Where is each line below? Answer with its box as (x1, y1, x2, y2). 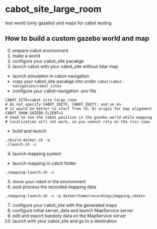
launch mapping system (12, 151, 62, 156)
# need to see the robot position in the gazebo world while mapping (5, 115, 153, 120)
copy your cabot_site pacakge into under (12, 78, 96, 84)
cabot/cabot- (97, 79, 124, 84)
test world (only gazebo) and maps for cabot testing (5, 20, 112, 26)
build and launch (12, 128, 47, 134)
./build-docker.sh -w (5, 138, 50, 143)
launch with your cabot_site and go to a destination (12, 218, 117, 224)
